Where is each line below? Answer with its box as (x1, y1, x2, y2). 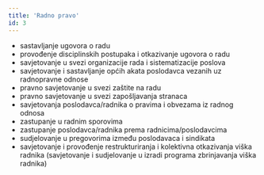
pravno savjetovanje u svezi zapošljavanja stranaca (19, 91, 188, 101)
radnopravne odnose (19, 74, 89, 84)
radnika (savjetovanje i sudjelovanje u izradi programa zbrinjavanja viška (19, 150, 257, 159)
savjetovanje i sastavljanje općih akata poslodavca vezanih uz (19, 66, 222, 75)
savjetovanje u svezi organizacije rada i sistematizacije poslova (19, 57, 226, 67)
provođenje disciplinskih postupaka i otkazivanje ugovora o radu (19, 49, 231, 59)
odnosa (19, 108, 45, 117)
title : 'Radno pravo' (8, 11, 80, 20)
